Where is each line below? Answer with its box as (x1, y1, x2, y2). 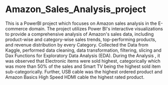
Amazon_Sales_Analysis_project (5, 4, 146, 15)
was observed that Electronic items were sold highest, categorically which (5, 58, 161, 64)
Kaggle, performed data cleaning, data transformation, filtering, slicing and (5, 47, 161, 53)
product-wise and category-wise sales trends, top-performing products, (5, 36, 156, 42)
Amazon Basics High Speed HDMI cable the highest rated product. (5, 74, 145, 80)
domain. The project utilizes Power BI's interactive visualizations (28, 25, 163, 31)
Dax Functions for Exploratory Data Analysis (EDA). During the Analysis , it (5, 52, 160, 59)
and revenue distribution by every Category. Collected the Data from (5, 41, 149, 48)
